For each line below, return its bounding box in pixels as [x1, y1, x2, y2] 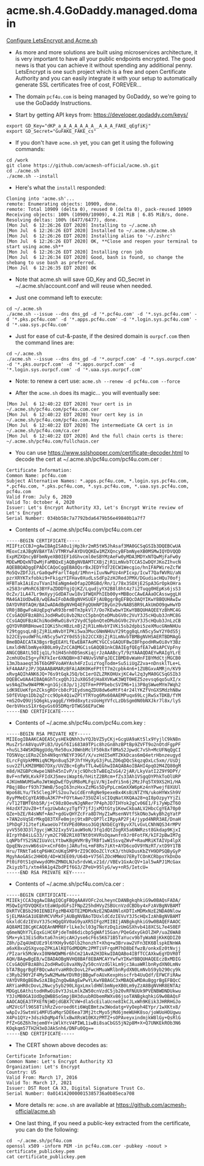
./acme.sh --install [6, 173, 59, 179]
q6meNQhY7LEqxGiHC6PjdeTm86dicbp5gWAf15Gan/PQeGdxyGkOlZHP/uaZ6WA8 [6, 929, 181, 936]
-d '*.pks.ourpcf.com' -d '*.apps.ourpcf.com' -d [6, 361, 135, 368]
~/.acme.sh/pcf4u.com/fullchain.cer [6, 438, 99, 444]
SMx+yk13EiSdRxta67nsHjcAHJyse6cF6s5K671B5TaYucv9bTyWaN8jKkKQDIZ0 [6, 934, 181, 940]
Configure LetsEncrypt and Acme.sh [6, 37, 97, 44]
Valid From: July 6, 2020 [6, 494, 72, 500]
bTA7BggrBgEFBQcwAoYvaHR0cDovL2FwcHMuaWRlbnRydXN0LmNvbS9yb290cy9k [6, 967, 181, 973]
